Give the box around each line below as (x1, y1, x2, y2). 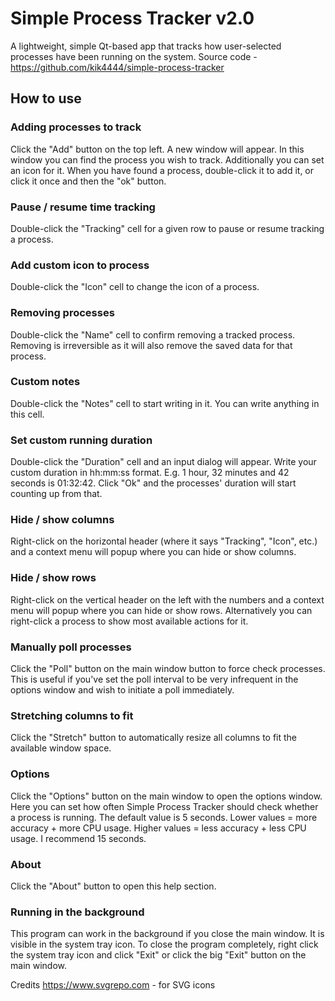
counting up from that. (10, 488, 103, 500)
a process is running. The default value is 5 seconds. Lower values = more (10, 811, 318, 823)
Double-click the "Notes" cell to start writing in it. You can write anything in (10, 397, 320, 409)
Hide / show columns (10, 513, 115, 527)
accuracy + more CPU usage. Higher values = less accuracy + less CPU (10, 822, 307, 834)
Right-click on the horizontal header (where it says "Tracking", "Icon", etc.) (10, 535, 318, 547)
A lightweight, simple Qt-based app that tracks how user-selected (10, 40, 282, 52)
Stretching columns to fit (10, 708, 134, 722)
